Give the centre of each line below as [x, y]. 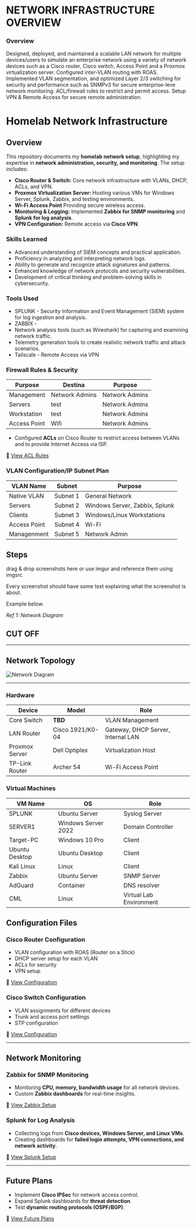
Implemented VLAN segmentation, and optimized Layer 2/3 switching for [94, 79]
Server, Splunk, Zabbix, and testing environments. [74, 199]
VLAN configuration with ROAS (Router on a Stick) [75, 953]
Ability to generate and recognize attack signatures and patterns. [92, 264]
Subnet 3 [67, 515]
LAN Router [25, 733]
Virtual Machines [31, 788]
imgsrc [14, 575]
